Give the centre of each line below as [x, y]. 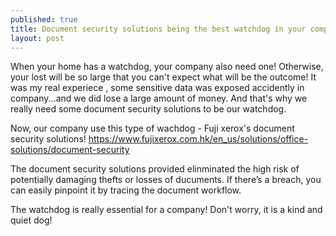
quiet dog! [31, 220]
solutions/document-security [70, 150]
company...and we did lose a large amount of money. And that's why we [159, 98]
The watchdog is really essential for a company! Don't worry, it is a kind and [166, 210]
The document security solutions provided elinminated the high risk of [155, 169]
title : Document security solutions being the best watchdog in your [158, 29]
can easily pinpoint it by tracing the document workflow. [126, 190]
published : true [44, 19]
